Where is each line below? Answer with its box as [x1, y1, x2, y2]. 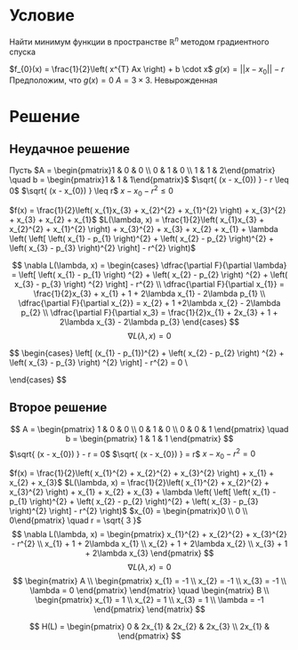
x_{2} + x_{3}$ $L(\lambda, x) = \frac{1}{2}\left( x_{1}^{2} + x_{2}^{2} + [9, 477, 270, 488]
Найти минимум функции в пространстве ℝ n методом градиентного [9, 35, 270, 47]
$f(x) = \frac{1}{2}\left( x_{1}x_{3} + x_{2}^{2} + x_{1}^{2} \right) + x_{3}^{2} [9, 205, 286, 215]
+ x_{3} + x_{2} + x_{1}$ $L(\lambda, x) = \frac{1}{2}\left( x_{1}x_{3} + [9, 214, 265, 225]
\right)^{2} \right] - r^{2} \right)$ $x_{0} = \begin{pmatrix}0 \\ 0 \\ [9, 506, 248, 517]
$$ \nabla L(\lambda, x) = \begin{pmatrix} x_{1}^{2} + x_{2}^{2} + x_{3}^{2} [12, 529, 287, 540]
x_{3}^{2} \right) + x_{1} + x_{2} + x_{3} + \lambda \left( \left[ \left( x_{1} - [9, 486, 277, 498]
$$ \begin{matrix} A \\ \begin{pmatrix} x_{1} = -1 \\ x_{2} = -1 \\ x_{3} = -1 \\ [12, 575, 286, 587]
